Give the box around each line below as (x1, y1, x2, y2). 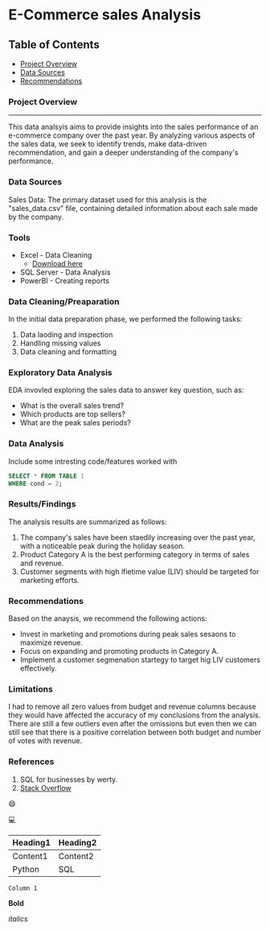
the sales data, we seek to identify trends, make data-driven (8, 139, 207, 149)
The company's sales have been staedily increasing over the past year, (19, 532, 256, 542)
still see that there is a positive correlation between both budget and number (8, 727, 262, 738)
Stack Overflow (19, 783, 72, 792)
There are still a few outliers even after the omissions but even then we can (8, 719, 257, 729)
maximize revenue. (19, 638, 83, 647)
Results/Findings (8, 498, 76, 510)
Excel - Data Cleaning (19, 250, 92, 259)
